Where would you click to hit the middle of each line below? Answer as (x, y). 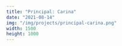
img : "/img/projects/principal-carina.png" (62, 23)
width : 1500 (21, 28)
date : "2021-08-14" (31, 17)
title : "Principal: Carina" (41, 12)
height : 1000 (23, 34)
